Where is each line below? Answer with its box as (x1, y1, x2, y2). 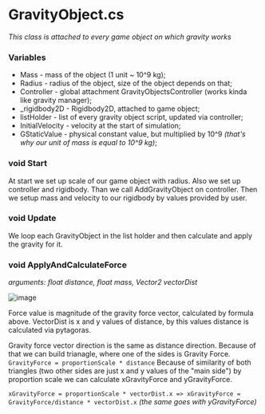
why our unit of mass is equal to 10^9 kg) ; (19, 138, 158, 148)
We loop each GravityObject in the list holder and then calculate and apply (8, 231, 253, 240)
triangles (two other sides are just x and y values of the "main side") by (8, 366, 242, 376)
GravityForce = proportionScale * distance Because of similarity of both (8, 357, 251, 368)
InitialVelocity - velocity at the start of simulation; (19, 121, 181, 131)
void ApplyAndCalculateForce (8, 259, 128, 270)
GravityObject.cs (8, 6, 125, 24)
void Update (8, 213, 57, 224)
